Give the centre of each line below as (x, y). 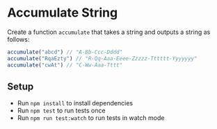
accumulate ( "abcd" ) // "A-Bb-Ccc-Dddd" (65, 52)
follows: (18, 39)
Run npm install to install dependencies (75, 103)
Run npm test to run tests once (61, 111)
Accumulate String (63, 13)
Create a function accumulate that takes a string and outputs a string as (109, 32)
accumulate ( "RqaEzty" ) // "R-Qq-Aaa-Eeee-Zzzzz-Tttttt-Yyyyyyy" (102, 58)
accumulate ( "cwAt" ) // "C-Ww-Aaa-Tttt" (65, 65)
